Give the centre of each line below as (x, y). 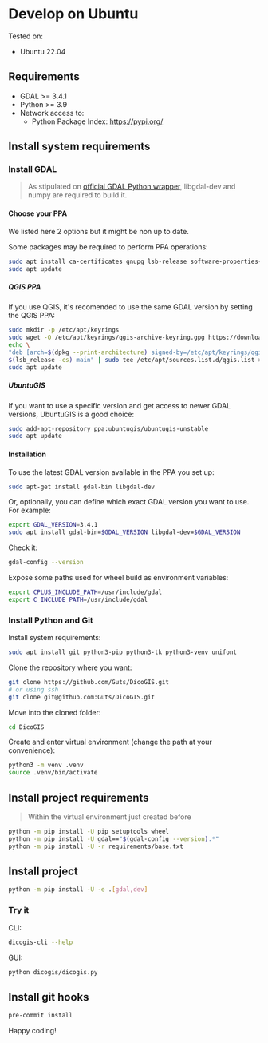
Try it (19, 910)
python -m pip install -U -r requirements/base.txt (96, 846)
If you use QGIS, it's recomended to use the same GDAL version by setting (130, 307)
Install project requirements (79, 797)
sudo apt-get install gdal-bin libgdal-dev (82, 487)
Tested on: (26, 36)
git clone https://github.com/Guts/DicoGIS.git (89, 682)
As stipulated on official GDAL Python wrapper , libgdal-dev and (132, 187)
